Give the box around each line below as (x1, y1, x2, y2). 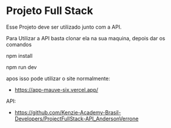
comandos (6, 41, 32, 48)
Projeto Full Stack (6, 4, 93, 18)
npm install (6, 52, 33, 59)
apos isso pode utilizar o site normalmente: (6, 75, 110, 82)
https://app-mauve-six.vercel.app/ (14, 86, 99, 93)
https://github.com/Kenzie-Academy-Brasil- (14, 109, 122, 116)
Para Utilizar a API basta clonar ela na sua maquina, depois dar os (6, 34, 166, 41)
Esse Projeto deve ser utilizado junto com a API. (6, 23, 122, 30)
